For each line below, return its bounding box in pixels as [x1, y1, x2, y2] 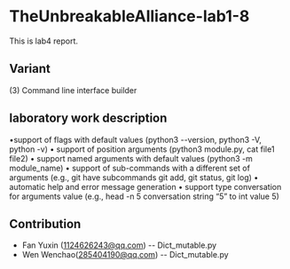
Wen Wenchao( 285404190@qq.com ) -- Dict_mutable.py [21, 249, 229, 260]
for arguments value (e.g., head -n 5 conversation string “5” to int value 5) [9, 191, 279, 202]
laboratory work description [9, 111, 168, 126]
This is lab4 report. [9, 36, 78, 46]
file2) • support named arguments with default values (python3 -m [9, 153, 253, 163]
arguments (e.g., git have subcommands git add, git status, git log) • [9, 171, 259, 183]
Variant [9, 61, 51, 76]
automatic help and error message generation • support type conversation [9, 181, 282, 192]
